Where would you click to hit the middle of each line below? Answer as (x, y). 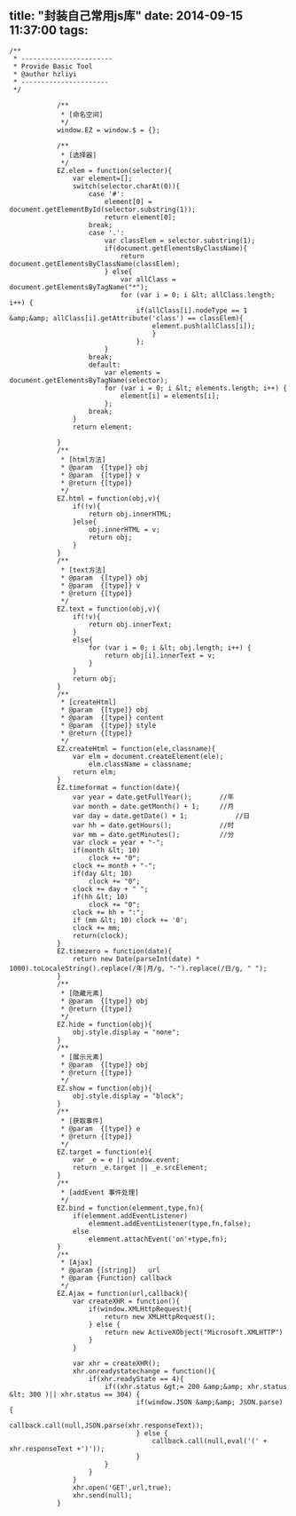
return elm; (94, 772)
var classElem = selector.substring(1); (179, 241)
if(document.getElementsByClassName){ (176, 248)
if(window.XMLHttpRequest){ (140, 1309)
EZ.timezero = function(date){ (114, 951)
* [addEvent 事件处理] (100, 1192)
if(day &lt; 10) (102, 873)
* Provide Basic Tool (53, 66)
